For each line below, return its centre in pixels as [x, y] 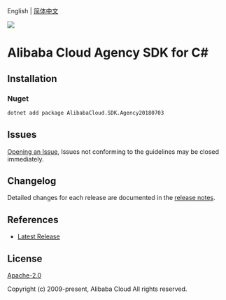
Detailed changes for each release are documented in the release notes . [111, 198]
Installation [32, 79]
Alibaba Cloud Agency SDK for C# [108, 53]
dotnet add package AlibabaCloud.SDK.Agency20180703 [86, 113]
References [33, 220]
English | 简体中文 [33, 11]
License [25, 258]
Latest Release [39, 236]
